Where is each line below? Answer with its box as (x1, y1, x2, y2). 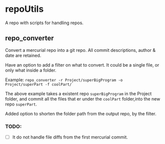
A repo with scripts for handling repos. (5, 20, 84, 26)
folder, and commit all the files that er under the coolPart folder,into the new (5, 96, 161, 102)
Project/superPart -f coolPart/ (5, 82, 72, 87)
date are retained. (5, 52, 42, 58)
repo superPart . (5, 101, 37, 107)
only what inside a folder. (5, 67, 56, 73)
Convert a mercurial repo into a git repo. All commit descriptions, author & (5, 47, 156, 53)
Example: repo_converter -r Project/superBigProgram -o (5, 76, 123, 82)
